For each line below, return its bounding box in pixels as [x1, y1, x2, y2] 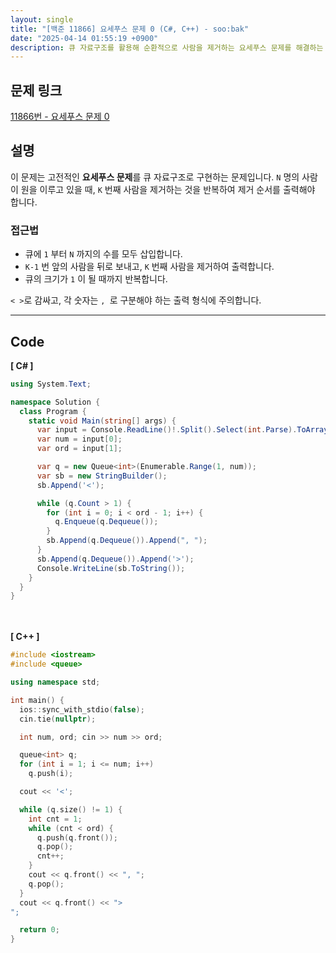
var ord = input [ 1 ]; [36, 444, 123, 454]
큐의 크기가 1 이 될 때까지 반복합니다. [24, 273, 168, 285]
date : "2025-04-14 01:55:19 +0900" [10, 33, 159, 43]
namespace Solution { [10, 397, 101, 407]
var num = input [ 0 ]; [36, 434, 123, 445]
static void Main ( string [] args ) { [28, 416, 177, 426]
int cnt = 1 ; [28, 814, 83, 824]
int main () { [10, 695, 65, 705]
